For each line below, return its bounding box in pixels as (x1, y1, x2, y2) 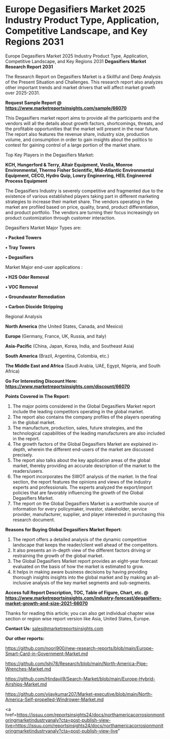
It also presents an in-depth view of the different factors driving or (12, 547, 151, 553)
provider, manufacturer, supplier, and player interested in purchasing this (12, 511, 165, 517)
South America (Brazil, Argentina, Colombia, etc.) (5, 353, 110, 359)
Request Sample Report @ (5, 99, 62, 105)
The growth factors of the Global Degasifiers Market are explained (12, 441, 151, 447)
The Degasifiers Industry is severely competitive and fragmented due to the (5, 187, 163, 194)
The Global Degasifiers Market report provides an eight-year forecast (12, 558, 158, 564)
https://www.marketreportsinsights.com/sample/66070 (5, 105, 127, 111)
